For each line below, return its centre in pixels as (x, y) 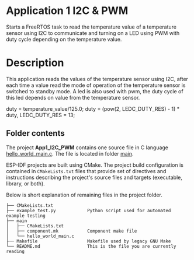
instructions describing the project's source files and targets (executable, (94, 177)
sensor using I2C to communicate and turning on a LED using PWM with (93, 33)
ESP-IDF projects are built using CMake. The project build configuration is (95, 165)
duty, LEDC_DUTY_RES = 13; (41, 115)
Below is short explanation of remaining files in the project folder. (84, 195)
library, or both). (25, 183)
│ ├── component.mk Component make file (72, 231)
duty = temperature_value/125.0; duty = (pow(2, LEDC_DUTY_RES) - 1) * (93, 108)
